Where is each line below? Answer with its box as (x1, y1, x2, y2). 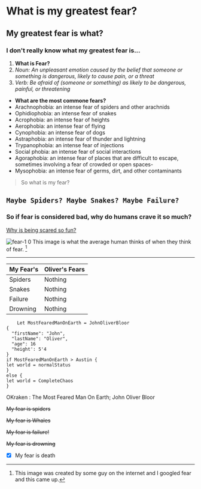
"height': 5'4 (11, 347, 47, 353)
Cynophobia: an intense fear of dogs (14, 129, 106, 136)
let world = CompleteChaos (6, 378, 74, 384)
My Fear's (9, 266, 39, 274)
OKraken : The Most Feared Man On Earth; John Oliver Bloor (6, 393, 156, 401)
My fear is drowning (6, 440, 56, 448)
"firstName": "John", (11, 330, 66, 337)
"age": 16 (11, 341, 36, 347)
